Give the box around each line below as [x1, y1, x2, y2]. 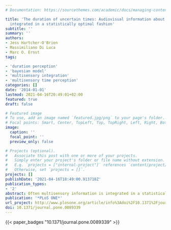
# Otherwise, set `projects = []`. [5, 167, 85, 172]
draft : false [5, 101, 33, 107]
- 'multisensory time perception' [5, 78, 79, 83]
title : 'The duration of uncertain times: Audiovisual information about [5, 16, 165, 22]
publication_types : [5, 181, 47, 186]
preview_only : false [10, 139, 53, 144]
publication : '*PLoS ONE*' [5, 195, 63, 201]
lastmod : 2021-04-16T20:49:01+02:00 [5, 92, 83, 97]
